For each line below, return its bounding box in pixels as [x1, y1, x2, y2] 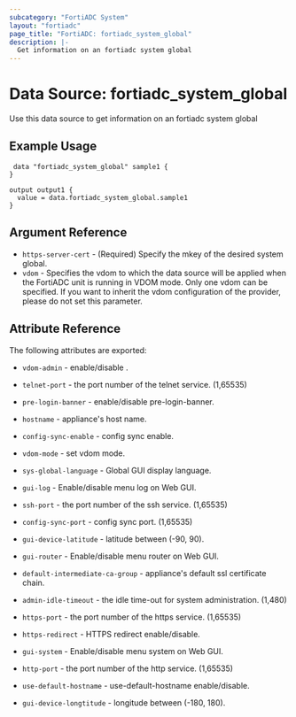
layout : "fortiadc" [9, 21, 82, 30]
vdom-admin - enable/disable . [21, 362, 129, 373]
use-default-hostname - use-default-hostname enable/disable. [21, 680, 250, 690]
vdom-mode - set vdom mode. [21, 448, 126, 459]
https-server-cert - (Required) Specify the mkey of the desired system [21, 249, 284, 259]
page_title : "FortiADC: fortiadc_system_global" [9, 29, 192, 38]
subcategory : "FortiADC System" [9, 12, 129, 22]
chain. [21, 577, 45, 588]
